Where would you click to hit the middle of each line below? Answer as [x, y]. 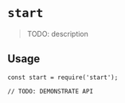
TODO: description [58, 34]
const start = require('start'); [63, 77]
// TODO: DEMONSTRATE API [50, 91]
